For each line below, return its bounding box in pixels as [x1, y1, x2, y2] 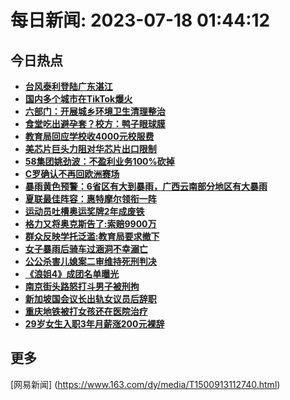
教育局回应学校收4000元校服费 [24, 131, 155, 142]
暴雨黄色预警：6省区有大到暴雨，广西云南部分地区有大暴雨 [24, 181, 268, 192]
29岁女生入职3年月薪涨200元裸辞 [24, 318, 165, 330]
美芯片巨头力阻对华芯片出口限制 [24, 143, 157, 155]
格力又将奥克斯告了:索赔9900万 [24, 218, 157, 230]
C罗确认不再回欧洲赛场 [24, 168, 120, 180]
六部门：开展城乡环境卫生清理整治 [24, 106, 166, 117]
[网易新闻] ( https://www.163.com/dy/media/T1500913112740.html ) [10, 378, 281, 390]
